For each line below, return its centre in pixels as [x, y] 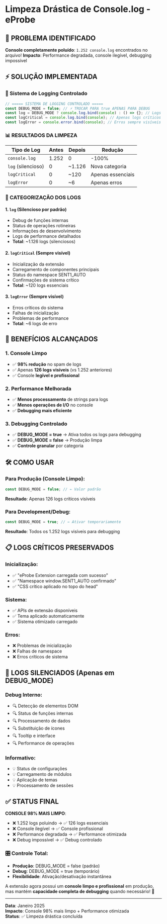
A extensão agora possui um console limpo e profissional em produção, [80, 886]
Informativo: [20, 758]
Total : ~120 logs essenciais [40, 285]
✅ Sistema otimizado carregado [45, 621]
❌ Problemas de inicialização [42, 646]
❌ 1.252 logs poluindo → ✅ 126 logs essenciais [60, 823]
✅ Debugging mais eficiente [42, 410]
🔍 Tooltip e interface [34, 736]
